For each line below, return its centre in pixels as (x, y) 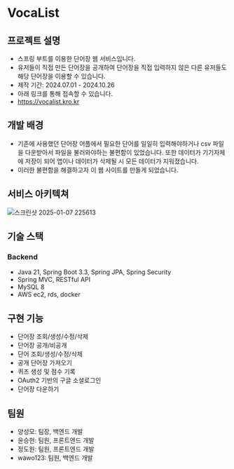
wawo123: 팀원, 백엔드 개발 (55, 458)
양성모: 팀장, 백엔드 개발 (50, 431)
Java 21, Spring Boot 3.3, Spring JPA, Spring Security (94, 272)
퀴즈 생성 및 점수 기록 (46, 372)
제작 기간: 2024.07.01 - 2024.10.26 (66, 85)
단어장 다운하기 (38, 389)
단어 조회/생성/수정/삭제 (50, 354)
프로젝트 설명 (34, 40)
